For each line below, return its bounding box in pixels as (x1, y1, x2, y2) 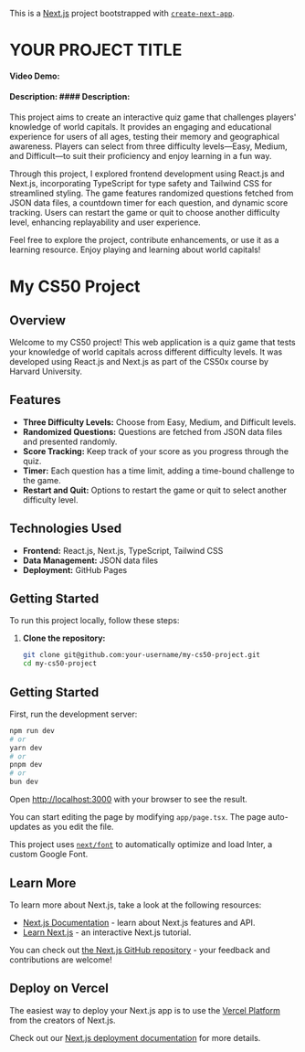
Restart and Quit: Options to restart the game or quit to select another (22, 484, 288, 495)
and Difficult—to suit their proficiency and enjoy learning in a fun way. (9, 150, 272, 161)
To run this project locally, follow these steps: (9, 615, 180, 626)
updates (9, 822, 41, 833)
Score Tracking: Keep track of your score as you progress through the (22, 445, 289, 456)
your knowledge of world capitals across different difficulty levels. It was (9, 346, 283, 357)
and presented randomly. (22, 436, 118, 447)
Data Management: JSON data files (22, 555, 159, 566)
